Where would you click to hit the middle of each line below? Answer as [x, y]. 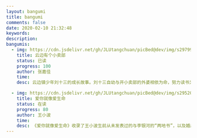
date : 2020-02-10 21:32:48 [39, 28]
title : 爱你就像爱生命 [41, 99]
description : [22, 39]
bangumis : [18, 45]
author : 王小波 [34, 115]
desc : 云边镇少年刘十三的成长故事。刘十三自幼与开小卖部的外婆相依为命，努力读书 [103, 83]
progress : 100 [34, 66]
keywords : [18, 33]
